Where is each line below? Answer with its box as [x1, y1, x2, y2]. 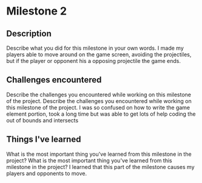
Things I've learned [6, 135, 81, 145]
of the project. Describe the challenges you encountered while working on [6, 97, 192, 104]
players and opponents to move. [6, 170, 87, 177]
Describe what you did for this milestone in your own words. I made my [6, 44, 184, 52]
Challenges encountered [6, 75, 102, 85]
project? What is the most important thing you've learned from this [6, 156, 172, 164]
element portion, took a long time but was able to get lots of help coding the [6, 110, 196, 118]
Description [6, 28, 52, 39]
